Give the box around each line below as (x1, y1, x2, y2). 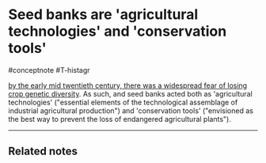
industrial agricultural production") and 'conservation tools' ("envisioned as (8, 105, 253, 116)
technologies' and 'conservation (8, 22, 227, 40)
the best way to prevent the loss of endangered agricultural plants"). (8, 114, 231, 123)
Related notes (8, 145, 78, 158)
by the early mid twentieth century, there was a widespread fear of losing (8, 81, 248, 90)
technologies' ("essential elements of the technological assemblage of (8, 97, 238, 107)
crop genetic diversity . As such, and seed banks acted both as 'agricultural (8, 89, 253, 98)
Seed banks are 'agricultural (8, 6, 199, 24)
